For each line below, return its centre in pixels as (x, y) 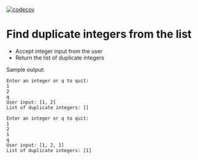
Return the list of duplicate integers (59, 58)
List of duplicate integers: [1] (49, 150)
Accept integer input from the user (59, 51)
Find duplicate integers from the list (99, 34)
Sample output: (25, 69)
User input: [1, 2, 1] (35, 145)
